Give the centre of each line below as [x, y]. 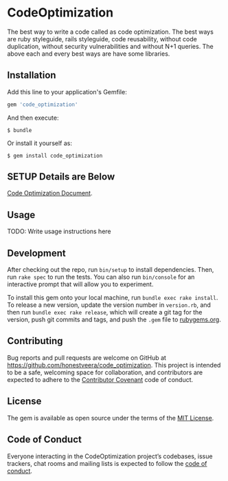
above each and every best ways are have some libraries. [89, 54]
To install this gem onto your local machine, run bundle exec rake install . [113, 298]
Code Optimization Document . [50, 193]
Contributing [35, 341]
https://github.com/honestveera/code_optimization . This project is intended [114, 365]
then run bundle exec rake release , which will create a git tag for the [105, 312]
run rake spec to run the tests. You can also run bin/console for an [101, 277]
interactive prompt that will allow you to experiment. [80, 284]
